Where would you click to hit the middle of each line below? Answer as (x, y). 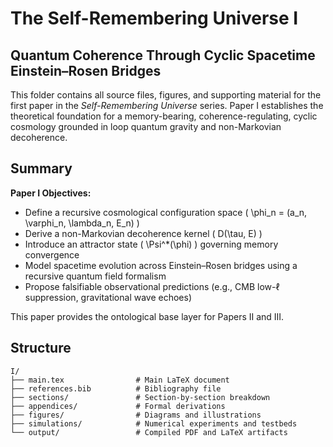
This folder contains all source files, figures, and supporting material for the (166, 95)
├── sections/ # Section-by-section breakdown (140, 397)
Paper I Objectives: (51, 193)
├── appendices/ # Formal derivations (118, 406)
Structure (41, 348)
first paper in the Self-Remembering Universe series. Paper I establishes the (167, 105)
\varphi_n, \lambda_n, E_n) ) (82, 223)
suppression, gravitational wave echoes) (108, 297)
